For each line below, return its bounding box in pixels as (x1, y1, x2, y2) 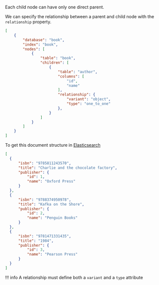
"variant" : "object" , (66, 97, 111, 102)
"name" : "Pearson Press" (26, 252, 78, 257)
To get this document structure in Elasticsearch (5, 142, 101, 148)
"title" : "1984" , (18, 238, 54, 243)
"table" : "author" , (57, 69, 98, 74)
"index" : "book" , (23, 42, 58, 47)
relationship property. (5, 19, 52, 25)
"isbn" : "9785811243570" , (18, 160, 71, 166)
